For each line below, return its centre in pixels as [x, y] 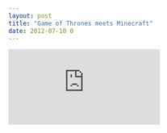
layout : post [30, 16]
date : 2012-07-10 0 [41, 31]
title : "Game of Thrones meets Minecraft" [81, 23]
